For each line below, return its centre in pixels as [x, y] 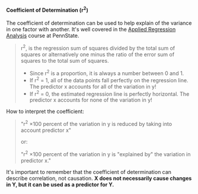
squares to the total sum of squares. [65, 60]
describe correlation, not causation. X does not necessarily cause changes [99, 178]
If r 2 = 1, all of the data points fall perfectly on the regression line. [109, 80]
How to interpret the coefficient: [45, 111]
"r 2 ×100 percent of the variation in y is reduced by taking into [96, 124]
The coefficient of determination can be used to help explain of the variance [99, 23]
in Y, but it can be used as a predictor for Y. [60, 185]
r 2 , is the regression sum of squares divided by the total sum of [98, 47]
